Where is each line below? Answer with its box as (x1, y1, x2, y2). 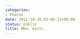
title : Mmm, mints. (5, 26, 46, 31)
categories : (5, 7, 30, 13)
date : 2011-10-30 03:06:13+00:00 (5, 17, 75, 22)
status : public (5, 21, 37, 27)
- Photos (5, 12, 24, 17)
